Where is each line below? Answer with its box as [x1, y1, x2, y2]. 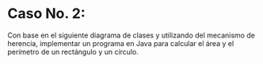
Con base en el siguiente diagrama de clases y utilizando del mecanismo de [7, 30, 255, 40]
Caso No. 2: [7, 5, 86, 23]
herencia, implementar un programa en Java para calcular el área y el [7, 38, 234, 48]
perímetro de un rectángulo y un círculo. [7, 47, 139, 56]
